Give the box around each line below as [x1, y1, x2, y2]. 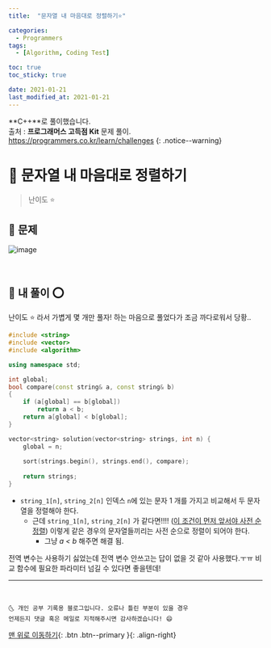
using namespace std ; [8, 360, 81, 368]
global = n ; [23, 442, 63, 451]
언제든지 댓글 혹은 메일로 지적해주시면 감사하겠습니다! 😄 [8, 615, 173, 623]
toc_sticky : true [8, 71, 67, 79]
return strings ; [23, 473, 78, 481]
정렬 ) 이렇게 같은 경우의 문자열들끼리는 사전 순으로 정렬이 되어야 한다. [31, 526, 250, 536]
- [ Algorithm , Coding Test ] [15, 49, 110, 57]
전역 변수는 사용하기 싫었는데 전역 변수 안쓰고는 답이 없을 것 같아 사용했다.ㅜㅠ [8, 553, 254, 562]
